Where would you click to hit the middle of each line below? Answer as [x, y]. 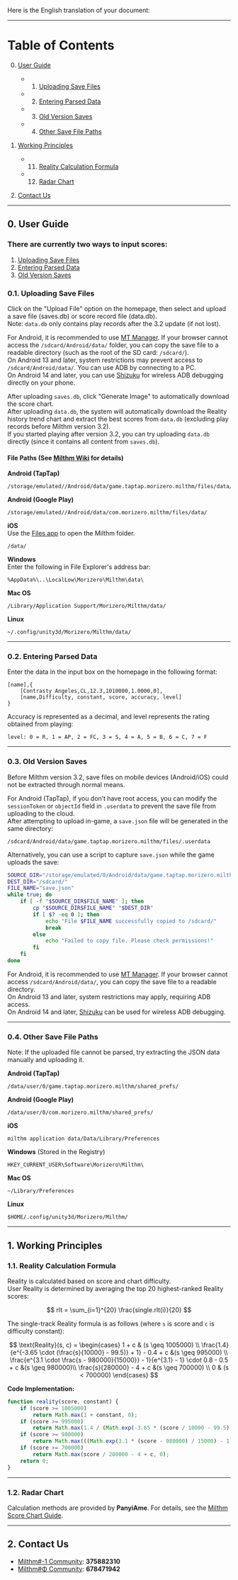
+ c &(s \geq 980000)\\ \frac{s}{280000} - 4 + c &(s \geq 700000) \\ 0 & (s [119, 1367]
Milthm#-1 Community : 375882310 [69, 1561]
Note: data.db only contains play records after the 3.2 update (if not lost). [114, 323]
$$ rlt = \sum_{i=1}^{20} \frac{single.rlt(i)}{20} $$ [119, 1309]
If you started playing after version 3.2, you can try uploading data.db [109, 434]
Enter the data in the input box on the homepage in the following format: [112, 672]
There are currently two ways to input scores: [87, 244]
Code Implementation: [41, 1389]
